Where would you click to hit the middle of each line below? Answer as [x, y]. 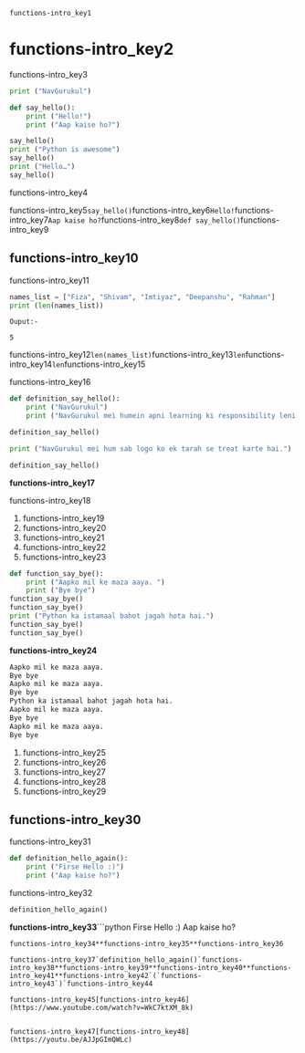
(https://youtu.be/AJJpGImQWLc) [71, 1039]
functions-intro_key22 [64, 547]
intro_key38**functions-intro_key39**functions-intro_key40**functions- [151, 967]
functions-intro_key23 [64, 557]
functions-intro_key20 [64, 527]
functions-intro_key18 [50, 500]
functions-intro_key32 [51, 892]
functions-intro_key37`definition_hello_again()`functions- [126, 959]
